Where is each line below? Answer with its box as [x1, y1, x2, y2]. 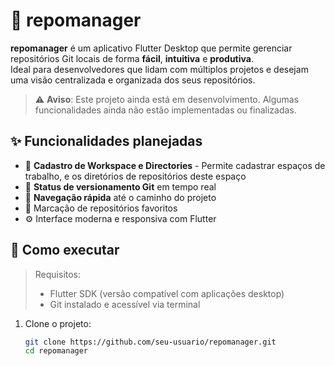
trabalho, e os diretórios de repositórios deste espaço [24, 170, 247, 182]
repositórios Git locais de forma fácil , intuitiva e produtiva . [10, 52, 254, 64]
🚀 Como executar [10, 242, 120, 259]
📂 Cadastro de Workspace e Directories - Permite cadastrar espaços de [24, 159, 326, 171]
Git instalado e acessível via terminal [49, 298, 201, 310]
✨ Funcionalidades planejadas [10, 133, 203, 150]
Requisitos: [34, 268, 82, 280]
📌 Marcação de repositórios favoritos [24, 202, 178, 214]
